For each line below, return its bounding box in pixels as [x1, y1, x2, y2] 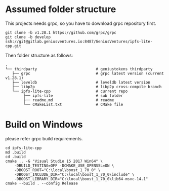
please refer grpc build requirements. [5, 135, 83, 141]
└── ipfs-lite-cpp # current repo [12, 89, 128, 94]
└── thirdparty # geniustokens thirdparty [5, 66, 153, 71]
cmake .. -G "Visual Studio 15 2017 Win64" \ [5, 159, 103, 164]
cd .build [5, 154, 26, 159]
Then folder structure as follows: [5, 52, 73, 58]
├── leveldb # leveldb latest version [12, 80, 151, 85]
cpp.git [5, 43, 22, 49]
